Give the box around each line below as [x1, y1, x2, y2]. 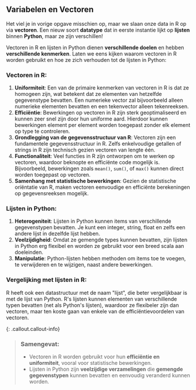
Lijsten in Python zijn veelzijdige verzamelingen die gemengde [29, 365, 183, 372]
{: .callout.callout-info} [6, 325, 60, 332]
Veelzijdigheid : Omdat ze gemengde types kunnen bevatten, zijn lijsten [14, 236, 188, 243]
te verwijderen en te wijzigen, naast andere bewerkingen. [14, 261, 153, 268]
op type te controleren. [14, 128, 70, 135]
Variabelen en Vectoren [6, 5, 94, 15]
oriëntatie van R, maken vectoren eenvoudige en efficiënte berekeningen [14, 184, 190, 191]
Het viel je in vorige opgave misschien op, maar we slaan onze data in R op [6, 20, 187, 27]
